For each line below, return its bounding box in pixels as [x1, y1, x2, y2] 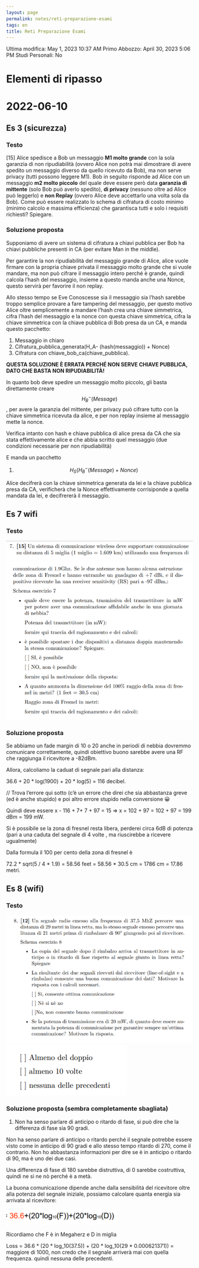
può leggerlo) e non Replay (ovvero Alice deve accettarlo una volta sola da [6, 192, 189, 199]
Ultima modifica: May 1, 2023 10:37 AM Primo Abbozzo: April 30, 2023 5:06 [6, 45, 191, 53]
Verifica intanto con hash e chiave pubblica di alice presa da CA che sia [6, 430, 181, 437]
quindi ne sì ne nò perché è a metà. [6, 1173, 92, 1180]
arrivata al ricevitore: [6, 1196, 57, 1203]
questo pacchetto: [6, 325, 51, 332]
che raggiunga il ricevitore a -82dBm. [6, 755, 98, 762]
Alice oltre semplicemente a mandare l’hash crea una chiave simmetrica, [6, 306, 183, 314]
